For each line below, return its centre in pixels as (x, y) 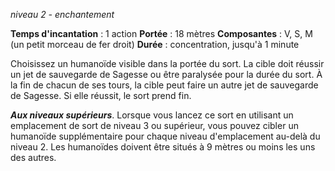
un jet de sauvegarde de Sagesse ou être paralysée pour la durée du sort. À (166, 74)
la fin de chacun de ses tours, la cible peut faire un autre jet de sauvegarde (164, 85)
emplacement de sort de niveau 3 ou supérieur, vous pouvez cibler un (154, 125)
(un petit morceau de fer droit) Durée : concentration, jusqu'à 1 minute (155, 44)
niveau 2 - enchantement (62, 14)
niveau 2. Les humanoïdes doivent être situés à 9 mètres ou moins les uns (163, 147)
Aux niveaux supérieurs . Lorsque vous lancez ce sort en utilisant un (152, 115)
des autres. (33, 157)
